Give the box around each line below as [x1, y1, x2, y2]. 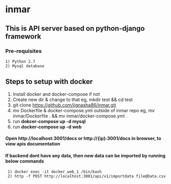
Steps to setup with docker [5, 77, 93, 86]
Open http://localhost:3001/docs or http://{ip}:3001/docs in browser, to [5, 135, 161, 141]
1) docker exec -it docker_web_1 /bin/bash [7, 169, 102, 175]
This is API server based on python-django [5, 24, 145, 33]
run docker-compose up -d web [12, 124, 82, 130]
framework [5, 32, 41, 40]
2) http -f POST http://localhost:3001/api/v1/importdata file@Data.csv [7, 174, 166, 179]
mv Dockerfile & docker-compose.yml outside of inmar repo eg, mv [12, 107, 155, 113]
